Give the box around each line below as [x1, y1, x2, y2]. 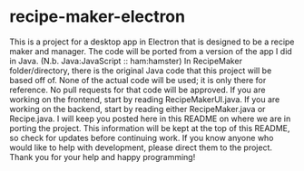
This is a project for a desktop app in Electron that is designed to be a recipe [9, 36, 295, 47]
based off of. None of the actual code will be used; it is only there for [9, 74, 267, 85]
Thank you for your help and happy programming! [9, 151, 196, 162]
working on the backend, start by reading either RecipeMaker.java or [9, 103, 266, 114]
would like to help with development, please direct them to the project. [9, 142, 273, 153]
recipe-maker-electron [9, 6, 186, 27]
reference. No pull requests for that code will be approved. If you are [9, 84, 266, 95]
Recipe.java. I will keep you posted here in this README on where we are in [9, 113, 291, 124]
